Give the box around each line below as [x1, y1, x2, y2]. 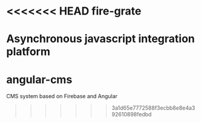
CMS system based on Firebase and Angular [6, 93, 118, 100]
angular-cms [6, 73, 73, 86]
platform [6, 45, 50, 59]
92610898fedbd [111, 111, 152, 118]
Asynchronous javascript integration [6, 32, 195, 46]
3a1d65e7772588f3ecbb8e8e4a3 [111, 104, 196, 111]
